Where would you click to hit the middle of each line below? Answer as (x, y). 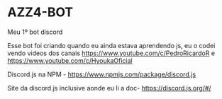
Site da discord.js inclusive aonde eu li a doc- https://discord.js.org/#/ (109, 88)
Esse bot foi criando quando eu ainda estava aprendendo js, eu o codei (111, 45)
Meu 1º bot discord (35, 32)
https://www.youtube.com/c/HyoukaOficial (70, 60)
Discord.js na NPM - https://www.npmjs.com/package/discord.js (102, 74)
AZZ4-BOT (40, 12)
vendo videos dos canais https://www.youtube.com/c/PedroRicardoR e (111, 53)
